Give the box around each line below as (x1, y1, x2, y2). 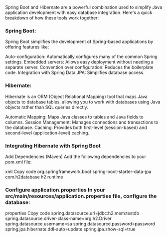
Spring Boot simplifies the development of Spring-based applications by (5, 38, 154, 44)
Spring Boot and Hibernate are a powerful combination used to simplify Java (5, 4, 163, 10)
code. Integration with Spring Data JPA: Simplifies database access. (5, 69, 145, 75)
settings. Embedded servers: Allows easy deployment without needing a (5, 59, 154, 65)
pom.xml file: (5, 158, 32, 164)
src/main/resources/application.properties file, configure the (5, 192, 157, 199)
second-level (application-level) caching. (5, 129, 90, 135)
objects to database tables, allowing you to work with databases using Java (5, 98, 161, 104)
